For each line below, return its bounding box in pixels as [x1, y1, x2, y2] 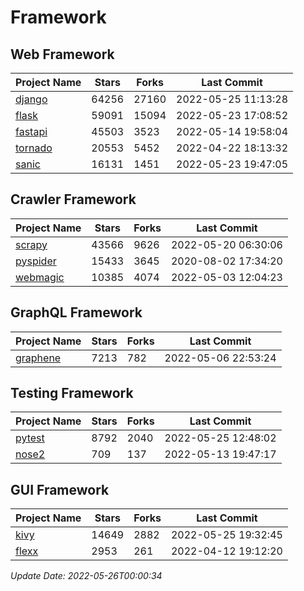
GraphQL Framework [10, 304, 143, 321]
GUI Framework [10, 481, 110, 498]
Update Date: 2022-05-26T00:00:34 [10, 570, 163, 582]
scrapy [15, 237, 48, 251]
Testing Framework [10, 385, 134, 402]
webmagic [15, 270, 65, 284]
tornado [15, 141, 53, 155]
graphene [15, 351, 62, 365]
